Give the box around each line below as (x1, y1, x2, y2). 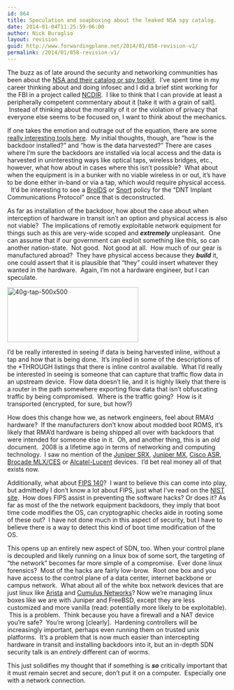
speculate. (7, 273, 38, 281)
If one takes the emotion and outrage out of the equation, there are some (7, 126, 217, 135)
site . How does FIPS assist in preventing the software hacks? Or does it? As (7, 493, 226, 502)
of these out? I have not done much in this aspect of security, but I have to (7, 516, 223, 524)
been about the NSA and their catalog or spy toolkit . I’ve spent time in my (7, 75, 220, 84)
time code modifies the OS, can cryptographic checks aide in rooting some (7, 508, 224, 516)
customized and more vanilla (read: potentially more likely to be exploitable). (7, 603, 227, 611)
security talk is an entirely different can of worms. (7, 647, 150, 656)
